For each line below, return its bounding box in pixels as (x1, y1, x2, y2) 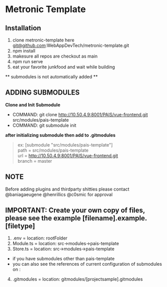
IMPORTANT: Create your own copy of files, (5, 206, 145, 215)
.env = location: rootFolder (12, 235, 68, 241)
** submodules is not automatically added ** (5, 74, 98, 79)
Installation (5, 24, 41, 32)
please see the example (5, 214, 81, 223)
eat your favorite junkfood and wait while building (12, 64, 115, 70)
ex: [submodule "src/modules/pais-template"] (17, 141, 113, 148)
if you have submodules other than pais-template (12, 256, 115, 262)
